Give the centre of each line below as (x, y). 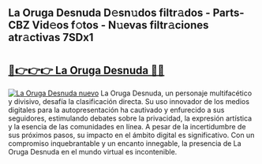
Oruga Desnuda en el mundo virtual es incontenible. (93, 152)
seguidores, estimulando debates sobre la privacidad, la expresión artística (130, 118)
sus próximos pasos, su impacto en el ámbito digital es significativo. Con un (131, 135)
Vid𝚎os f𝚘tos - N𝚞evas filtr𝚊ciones (120, 26)
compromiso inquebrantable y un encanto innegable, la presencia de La (125, 143)
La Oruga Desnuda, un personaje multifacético (176, 93)
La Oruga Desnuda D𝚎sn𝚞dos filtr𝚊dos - (109, 13)
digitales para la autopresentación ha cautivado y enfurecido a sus (116, 110)
